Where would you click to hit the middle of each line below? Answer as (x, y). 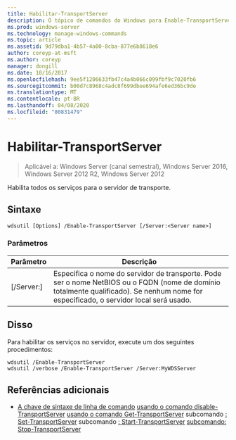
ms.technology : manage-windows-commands (67, 33)
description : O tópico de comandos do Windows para (84, 20)
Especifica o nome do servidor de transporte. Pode (137, 273)
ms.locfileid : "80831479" (45, 112)
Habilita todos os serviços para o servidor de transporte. (89, 187)
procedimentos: (30, 349)
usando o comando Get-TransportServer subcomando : (147, 414)
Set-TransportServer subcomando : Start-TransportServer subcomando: (122, 422)
